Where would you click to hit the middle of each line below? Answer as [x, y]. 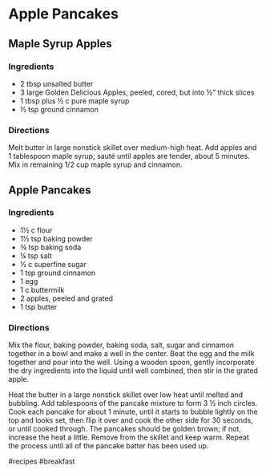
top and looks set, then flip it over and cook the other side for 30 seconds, [131, 420]
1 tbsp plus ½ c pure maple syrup [75, 100]
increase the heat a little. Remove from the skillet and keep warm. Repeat [129, 437]
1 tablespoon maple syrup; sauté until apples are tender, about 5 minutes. [129, 156]
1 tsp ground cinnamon [58, 273]
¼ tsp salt [36, 255]
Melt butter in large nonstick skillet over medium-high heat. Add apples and [133, 148]
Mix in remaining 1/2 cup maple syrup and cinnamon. [95, 164]
